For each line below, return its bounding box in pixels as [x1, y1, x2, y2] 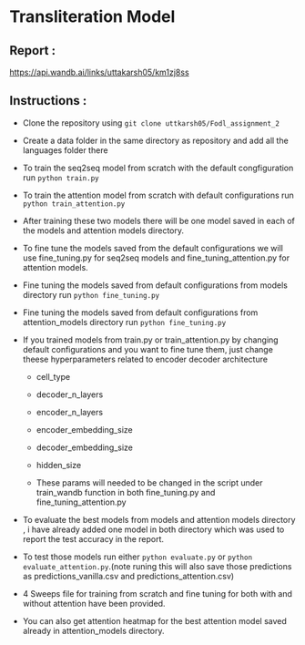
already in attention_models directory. [22, 625, 165, 636]
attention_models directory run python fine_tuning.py [22, 316, 227, 327]
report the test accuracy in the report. [22, 533, 165, 544]
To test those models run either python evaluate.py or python [22, 551, 253, 562]
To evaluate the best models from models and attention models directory [22, 514, 296, 525]
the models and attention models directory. [22, 225, 185, 236]
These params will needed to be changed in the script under [36, 476, 263, 488]
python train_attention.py [22, 199, 126, 209]
